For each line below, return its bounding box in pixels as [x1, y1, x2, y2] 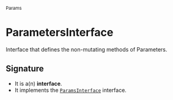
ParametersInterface [6, 26, 114, 39]
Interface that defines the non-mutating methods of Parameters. [6, 45, 167, 53]
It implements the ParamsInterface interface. [14, 86, 127, 94]
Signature [6, 64, 44, 74]
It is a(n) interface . [14, 80, 62, 87]
